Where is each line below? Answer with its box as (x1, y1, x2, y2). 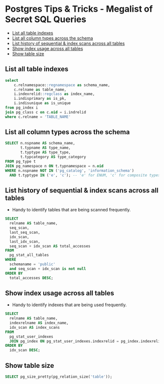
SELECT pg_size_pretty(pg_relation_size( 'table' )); (5, 374, 112, 379)
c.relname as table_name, (14, 87, 67, 92)
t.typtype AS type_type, (20, 150, 71, 155)
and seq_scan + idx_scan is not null (9, 266, 86, 271)
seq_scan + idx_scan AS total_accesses (9, 244, 91, 248)
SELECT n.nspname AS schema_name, (5, 141, 76, 146)
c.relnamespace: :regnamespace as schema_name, (14, 82, 110, 88)
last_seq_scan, (9, 230, 41, 235)
